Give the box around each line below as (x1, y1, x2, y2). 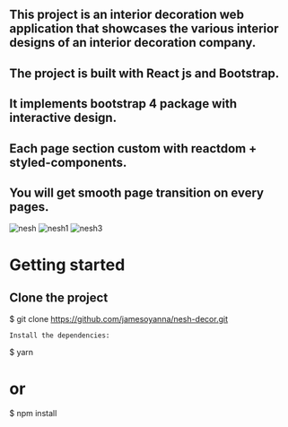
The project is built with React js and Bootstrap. (9, 65, 280, 81)
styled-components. (9, 154, 127, 170)
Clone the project (9, 290, 109, 305)
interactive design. (9, 110, 118, 126)
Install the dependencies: (9, 331, 110, 340)
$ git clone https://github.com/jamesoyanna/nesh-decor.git (9, 314, 229, 325)
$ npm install (9, 408, 57, 419)
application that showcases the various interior (9, 22, 279, 37)
